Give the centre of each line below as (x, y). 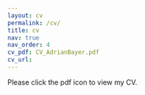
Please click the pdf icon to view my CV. (72, 82)
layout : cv (25, 15)
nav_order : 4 (29, 45)
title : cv (24, 30)
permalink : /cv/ (34, 23)
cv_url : (20, 60)
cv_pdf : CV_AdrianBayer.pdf (54, 52)
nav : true (24, 38)
